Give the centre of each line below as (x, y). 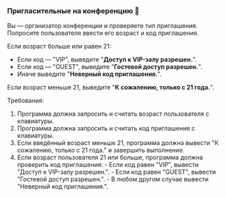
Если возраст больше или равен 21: (59, 47)
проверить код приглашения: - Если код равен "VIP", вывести (108, 165)
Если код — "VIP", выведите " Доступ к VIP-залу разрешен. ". (107, 60)
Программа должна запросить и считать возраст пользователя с (113, 114)
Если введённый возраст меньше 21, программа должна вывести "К (118, 143)
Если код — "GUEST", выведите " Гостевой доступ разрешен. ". (110, 67)
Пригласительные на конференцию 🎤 (73, 11)
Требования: (26, 101)
